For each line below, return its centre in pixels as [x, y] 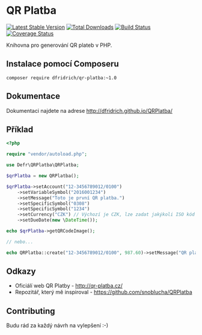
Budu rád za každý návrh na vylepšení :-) [57, 325]
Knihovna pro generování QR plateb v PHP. [59, 45]
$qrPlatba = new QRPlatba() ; [43, 176]
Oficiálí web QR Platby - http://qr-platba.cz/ [69, 286]
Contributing [31, 311]
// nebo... [20, 242]
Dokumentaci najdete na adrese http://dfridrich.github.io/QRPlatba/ [90, 110]
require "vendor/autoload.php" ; [47, 154]
